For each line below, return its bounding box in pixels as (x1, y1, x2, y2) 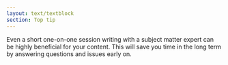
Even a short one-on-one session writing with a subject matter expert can (6, 35, 214, 43)
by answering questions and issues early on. (6, 49, 132, 58)
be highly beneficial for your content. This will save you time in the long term (6, 42, 222, 51)
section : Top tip (6, 16, 56, 23)
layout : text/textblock (6, 10, 74, 17)
